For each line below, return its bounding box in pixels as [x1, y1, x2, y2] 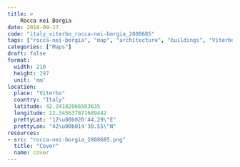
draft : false [7, 50, 46, 58]
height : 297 [14, 70, 50, 77]
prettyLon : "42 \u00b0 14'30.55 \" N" [14, 122, 116, 130]
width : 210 [14, 63, 46, 70]
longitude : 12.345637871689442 [14, 109, 107, 117]
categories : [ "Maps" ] [7, 43, 72, 50]
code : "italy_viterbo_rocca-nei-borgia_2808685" [7, 30, 155, 38]
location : [7, 83, 37, 90]
